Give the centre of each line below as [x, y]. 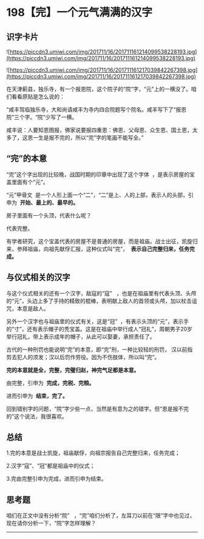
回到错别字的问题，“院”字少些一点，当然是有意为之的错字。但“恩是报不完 [98, 408]
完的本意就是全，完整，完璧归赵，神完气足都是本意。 [73, 370]
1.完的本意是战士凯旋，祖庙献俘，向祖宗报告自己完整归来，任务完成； [93, 453]
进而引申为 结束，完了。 [37, 396]
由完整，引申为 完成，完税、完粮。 [50, 383]
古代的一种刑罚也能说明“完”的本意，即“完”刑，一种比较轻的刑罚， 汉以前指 [100, 349]
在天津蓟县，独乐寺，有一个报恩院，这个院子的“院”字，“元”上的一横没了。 [99, 89]
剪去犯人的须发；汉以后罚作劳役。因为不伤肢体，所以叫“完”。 [83, 357]
